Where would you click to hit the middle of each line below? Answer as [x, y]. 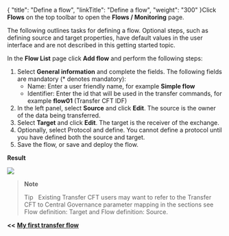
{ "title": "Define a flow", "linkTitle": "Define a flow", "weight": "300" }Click [112, 10]
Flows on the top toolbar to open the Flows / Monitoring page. [96, 17]
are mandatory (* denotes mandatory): [72, 79]
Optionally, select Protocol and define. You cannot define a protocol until [119, 130]
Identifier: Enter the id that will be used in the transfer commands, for [124, 93]
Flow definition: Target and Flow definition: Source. [96, 212]
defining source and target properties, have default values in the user [105, 38]
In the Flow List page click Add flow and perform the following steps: [105, 58]
